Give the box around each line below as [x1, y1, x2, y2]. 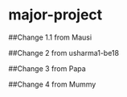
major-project [8, 6, 103, 24]
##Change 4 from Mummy [8, 79, 96, 89]
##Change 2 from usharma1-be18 [8, 48, 119, 57]
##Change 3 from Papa [8, 63, 86, 74]
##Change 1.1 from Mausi [8, 32, 92, 42]
